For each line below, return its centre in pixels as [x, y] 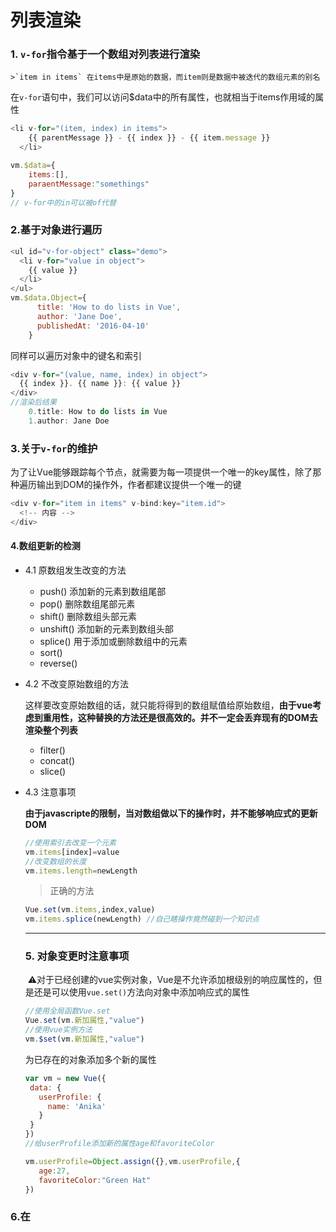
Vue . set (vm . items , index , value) [90, 910]
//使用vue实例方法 [58, 1030]
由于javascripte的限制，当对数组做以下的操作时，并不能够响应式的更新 [171, 813]
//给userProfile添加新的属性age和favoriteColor [119, 1144]
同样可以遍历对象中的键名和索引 [76, 355]
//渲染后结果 [33, 402]
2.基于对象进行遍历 [56, 230]
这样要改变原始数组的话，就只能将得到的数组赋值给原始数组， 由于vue [168, 705]
